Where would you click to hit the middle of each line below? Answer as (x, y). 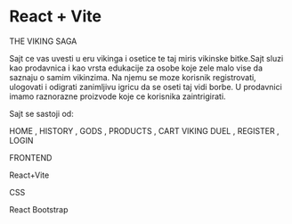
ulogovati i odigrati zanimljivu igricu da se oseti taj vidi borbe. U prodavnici (146, 87)
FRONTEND (31, 157)
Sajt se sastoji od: (41, 113)
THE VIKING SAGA (43, 41)
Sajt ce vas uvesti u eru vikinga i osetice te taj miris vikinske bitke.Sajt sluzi (146, 58)
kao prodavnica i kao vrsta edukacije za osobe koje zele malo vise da (136, 68)
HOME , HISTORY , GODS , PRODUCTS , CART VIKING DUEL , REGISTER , (144, 130)
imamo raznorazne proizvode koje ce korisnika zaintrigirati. (118, 96)
